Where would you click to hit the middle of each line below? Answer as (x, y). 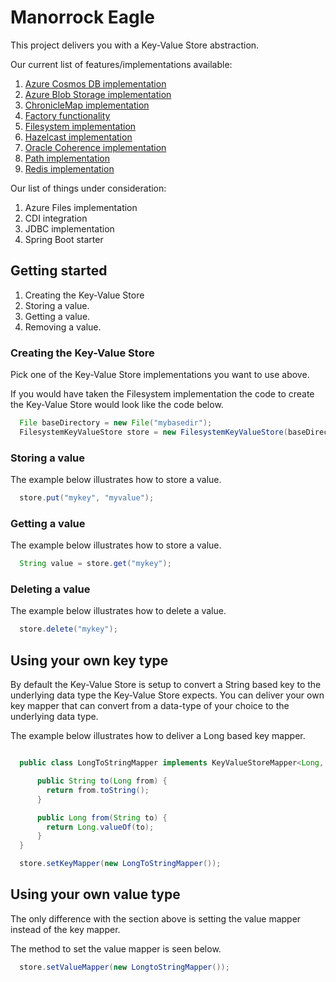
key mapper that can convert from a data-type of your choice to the (150, 706)
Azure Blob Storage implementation (98, 94)
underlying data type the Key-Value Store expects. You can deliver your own (167, 695)
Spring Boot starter (64, 239)
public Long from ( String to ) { (102, 817)
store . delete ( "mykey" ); (68, 629)
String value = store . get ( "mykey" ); (95, 564)
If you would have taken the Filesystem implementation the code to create (162, 394)
